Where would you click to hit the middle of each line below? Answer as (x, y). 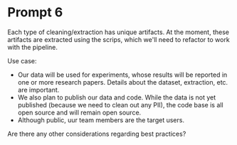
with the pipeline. (33, 47)
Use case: (22, 60)
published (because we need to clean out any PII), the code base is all (120, 104)
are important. (38, 90)
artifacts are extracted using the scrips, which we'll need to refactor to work (118, 39)
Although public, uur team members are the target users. (101, 120)
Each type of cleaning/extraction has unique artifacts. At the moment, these (118, 32)
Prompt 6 (35, 12)
